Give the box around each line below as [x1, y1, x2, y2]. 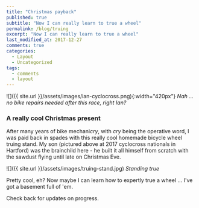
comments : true [6, 43, 45, 49]
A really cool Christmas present [6, 114, 101, 122]
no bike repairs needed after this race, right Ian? [6, 99, 127, 106]
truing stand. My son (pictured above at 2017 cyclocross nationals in [6, 140, 176, 148]
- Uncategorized [11, 59, 52, 65]
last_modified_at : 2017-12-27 [6, 37, 83, 43]
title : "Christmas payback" [6, 8, 77, 15]
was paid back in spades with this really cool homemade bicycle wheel [6, 134, 183, 142]
